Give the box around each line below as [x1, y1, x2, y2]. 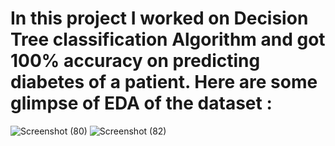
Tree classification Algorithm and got [10, 28, 326, 51]
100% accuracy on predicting [10, 50, 261, 72]
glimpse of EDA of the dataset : [10, 92, 273, 115]
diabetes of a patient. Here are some [10, 71, 318, 94]
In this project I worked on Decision [10, 7, 309, 30]
